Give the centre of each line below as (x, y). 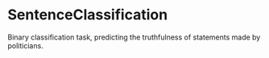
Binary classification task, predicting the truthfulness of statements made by (134, 37)
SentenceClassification (88, 15)
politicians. (25, 45)
